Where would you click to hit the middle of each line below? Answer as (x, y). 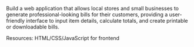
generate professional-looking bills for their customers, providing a (87, 15)
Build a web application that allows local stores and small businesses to (93, 8)
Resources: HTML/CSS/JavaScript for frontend (63, 38)
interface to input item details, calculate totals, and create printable (107, 21)
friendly (16, 21)
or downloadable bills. (33, 27)
